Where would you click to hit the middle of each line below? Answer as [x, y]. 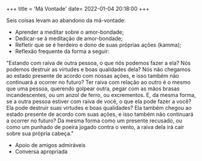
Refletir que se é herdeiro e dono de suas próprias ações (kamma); [98, 45]
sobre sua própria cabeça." [40, 133]
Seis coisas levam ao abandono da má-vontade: [66, 20]
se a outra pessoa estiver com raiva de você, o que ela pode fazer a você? [99, 101]
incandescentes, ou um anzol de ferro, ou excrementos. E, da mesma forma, [101, 95]
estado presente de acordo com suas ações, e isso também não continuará [100, 114]
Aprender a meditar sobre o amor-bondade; [69, 32]
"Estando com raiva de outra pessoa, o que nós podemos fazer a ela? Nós [99, 63]
